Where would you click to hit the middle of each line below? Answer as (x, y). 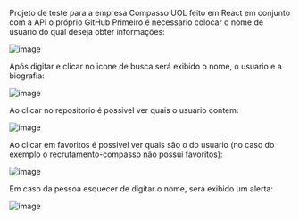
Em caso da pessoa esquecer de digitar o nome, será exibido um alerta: (141, 189)
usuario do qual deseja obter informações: (87, 32)
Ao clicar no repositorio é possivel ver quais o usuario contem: (124, 110)
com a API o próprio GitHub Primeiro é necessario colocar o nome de (137, 22)
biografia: (27, 76)
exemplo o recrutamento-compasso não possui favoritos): (116, 154)
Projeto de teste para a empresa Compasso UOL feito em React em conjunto (150, 13)
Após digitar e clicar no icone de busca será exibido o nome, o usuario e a (146, 66)
